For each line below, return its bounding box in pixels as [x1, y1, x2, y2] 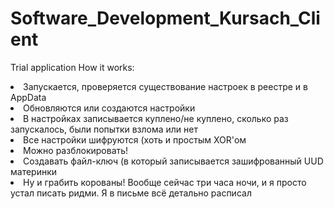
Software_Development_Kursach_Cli [10, 7, 321, 30]
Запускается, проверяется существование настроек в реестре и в [23, 80, 308, 92]
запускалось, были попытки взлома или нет [10, 123, 199, 135]
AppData [10, 91, 47, 103]
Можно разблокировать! [23, 144, 129, 156]
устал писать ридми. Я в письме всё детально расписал [10, 187, 252, 199]
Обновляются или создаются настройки [23, 102, 196, 114]
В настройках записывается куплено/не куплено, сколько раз [23, 112, 289, 124]
